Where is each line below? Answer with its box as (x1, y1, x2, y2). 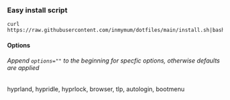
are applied (7, 64, 40, 72)
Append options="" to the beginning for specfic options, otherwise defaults (7, 56, 220, 65)
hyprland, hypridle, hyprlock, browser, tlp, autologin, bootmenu (7, 85, 185, 93)
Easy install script (7, 5, 68, 15)
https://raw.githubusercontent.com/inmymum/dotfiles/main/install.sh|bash (7, 27, 225, 34)
